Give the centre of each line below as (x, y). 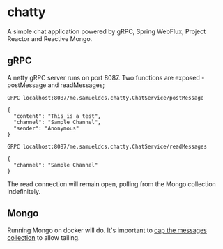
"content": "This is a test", (57, 116)
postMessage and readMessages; (56, 85)
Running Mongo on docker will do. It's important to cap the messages (107, 230)
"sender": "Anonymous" (46, 128)
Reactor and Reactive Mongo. (50, 38)
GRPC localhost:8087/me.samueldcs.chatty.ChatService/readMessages (107, 146)
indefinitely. (24, 191)
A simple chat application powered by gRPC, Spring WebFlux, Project (107, 31)
